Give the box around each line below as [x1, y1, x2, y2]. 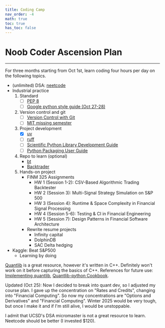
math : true [5, 16, 27, 21]
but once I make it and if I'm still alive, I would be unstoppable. [5, 303, 131, 309]
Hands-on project [19, 168, 55, 175]
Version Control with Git [27, 114, 75, 121]
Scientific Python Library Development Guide [27, 142, 118, 148]
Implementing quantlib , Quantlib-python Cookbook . [5, 272, 109, 278]
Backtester [34, 184, 56, 190]
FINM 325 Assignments [27, 174, 75, 180]
